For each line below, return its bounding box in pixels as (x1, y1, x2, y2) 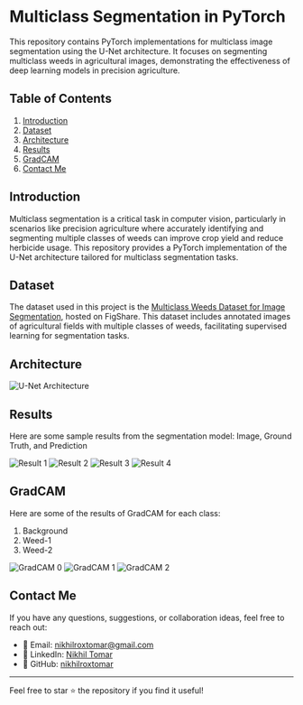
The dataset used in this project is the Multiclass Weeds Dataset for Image (9, 301, 286, 312)
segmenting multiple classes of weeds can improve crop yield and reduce (9, 232, 284, 243)
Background (22, 525, 69, 536)
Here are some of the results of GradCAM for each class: (9, 507, 221, 518)
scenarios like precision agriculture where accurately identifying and (9, 223, 264, 234)
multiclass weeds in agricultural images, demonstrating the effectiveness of (9, 55, 290, 66)
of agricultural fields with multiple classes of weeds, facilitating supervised (9, 320, 287, 331)
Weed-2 (22, 544, 53, 555)
